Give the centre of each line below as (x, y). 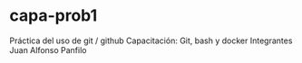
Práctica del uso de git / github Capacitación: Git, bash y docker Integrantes (151, 40)
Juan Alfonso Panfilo (48, 49)
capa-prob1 (54, 16)
